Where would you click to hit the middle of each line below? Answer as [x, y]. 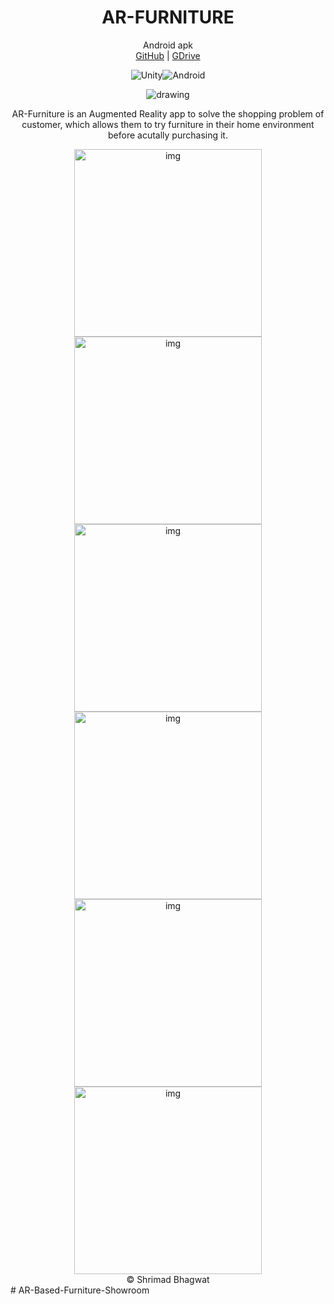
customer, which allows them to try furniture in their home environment [168, 124]
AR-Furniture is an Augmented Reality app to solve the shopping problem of [168, 113]
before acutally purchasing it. [168, 135]
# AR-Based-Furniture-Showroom [80, 1290]
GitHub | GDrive [168, 55]
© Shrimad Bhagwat [168, 1279]
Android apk [168, 45]
